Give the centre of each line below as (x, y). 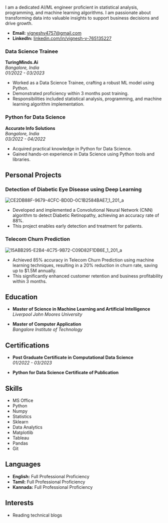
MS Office (23, 401)
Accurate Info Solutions (30, 128)
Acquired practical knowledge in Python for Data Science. (72, 148)
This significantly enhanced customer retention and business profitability (87, 276)
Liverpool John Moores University (47, 314)
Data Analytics (27, 427)
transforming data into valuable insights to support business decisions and (82, 18)
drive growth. (19, 23)
